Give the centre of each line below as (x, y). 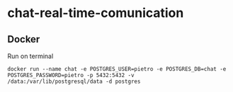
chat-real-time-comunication (96, 13)
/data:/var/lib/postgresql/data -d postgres (74, 81)
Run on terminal (30, 56)
